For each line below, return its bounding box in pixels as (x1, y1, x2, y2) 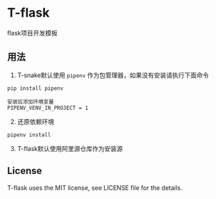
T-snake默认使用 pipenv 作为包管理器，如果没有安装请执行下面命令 (17, 71, 210, 79)
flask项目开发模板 (7, 29, 58, 37)
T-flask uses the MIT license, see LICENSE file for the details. (7, 183, 183, 192)
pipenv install (7, 131, 51, 138)
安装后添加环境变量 (7, 98, 54, 105)
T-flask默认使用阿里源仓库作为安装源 (17, 144, 123, 152)
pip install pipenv (7, 85, 64, 92)
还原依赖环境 (17, 117, 54, 126)
